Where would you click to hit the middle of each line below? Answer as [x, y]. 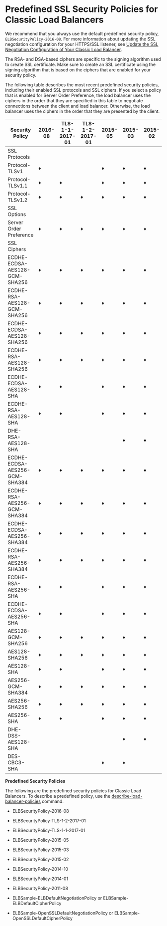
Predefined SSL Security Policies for [82, 9]
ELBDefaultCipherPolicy [37, 903]
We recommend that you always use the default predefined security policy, [82, 33]
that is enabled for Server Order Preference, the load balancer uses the [78, 95]
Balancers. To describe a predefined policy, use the [58, 796]
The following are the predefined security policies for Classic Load [73, 791]
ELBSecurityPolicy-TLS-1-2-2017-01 [49, 820]
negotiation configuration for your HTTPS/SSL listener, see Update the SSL [82, 44]
